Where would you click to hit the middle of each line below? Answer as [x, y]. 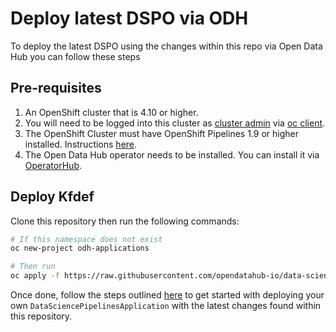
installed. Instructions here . [81, 144]
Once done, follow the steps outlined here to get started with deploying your [167, 295]
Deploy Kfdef [52, 197]
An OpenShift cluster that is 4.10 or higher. [111, 112]
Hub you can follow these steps [75, 56]
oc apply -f [35, 276]
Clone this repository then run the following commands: [125, 221]
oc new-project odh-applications [80, 248]
